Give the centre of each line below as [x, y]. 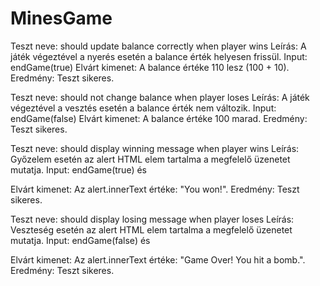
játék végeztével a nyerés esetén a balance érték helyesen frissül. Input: [159, 56]
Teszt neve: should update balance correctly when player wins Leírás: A [158, 46]
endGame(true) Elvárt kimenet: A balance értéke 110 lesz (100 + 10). [150, 67]
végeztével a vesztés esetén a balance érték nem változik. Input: [143, 108]
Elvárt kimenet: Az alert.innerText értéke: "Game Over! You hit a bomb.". [158, 259]
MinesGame [61, 18]
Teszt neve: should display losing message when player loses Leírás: [152, 219]
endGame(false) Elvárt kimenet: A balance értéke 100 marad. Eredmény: [159, 118]
